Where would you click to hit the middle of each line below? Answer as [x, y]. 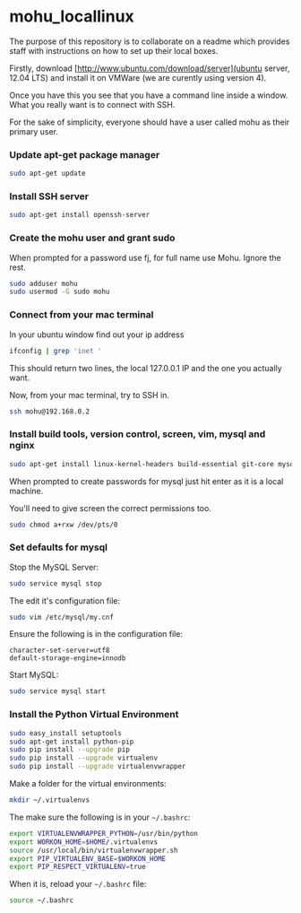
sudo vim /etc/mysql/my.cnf [62, 617]
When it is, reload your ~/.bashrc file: [78, 884]
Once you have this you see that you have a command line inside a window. [149, 95]
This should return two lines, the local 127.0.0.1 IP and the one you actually [146, 368]
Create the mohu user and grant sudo [92, 238]
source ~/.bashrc [42, 900]
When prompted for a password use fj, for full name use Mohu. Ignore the [145, 257]
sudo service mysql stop [56, 583]
